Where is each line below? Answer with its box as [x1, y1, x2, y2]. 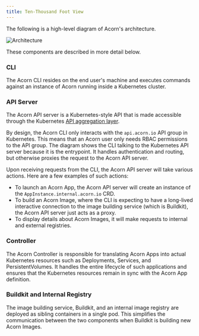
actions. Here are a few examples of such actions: [6, 172, 129, 179]
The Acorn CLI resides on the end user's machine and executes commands [6, 76, 191, 83]
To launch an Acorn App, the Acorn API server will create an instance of [14, 184, 191, 191]
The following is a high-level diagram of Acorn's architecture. [6, 25, 156, 32]
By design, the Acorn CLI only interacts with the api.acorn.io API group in [6, 129, 188, 136]
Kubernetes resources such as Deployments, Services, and [6, 257, 151, 264]
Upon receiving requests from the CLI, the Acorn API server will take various [6, 166, 193, 173]
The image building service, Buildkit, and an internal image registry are [6, 304, 179, 311]
